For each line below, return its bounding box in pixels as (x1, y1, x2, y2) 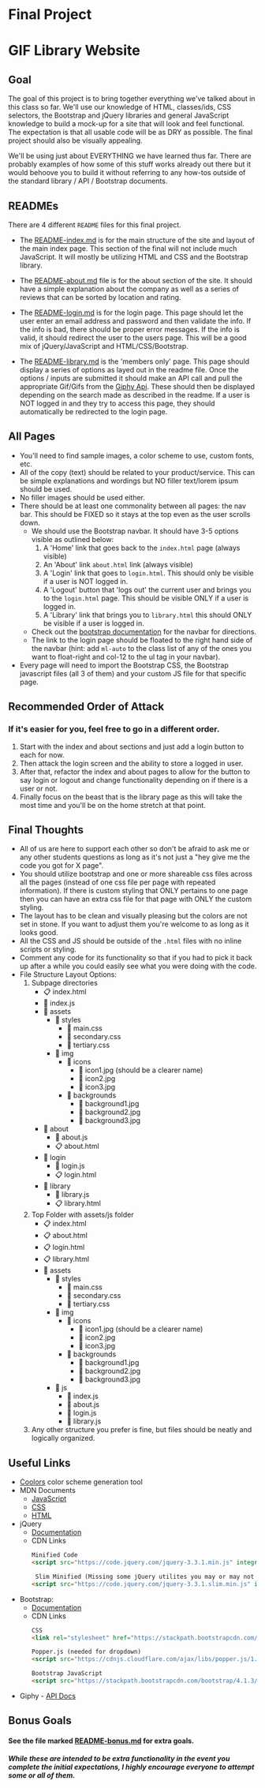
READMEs (8, 199, 59, 212)
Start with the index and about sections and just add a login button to (19, 742, 244, 751)
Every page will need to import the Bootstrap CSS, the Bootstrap (19, 660, 229, 670)
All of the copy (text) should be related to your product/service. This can (19, 467, 256, 477)
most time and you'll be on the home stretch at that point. (19, 800, 207, 810)
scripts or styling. (19, 944, 77, 954)
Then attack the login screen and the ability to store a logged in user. (19, 758, 244, 768)
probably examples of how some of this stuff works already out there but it (8, 159, 251, 169)
